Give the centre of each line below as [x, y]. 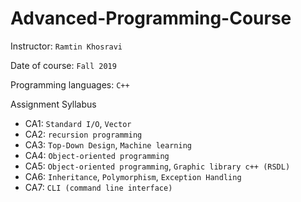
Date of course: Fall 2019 [63, 65]
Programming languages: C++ [70, 84]
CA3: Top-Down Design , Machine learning [108, 144]
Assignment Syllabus [53, 104]
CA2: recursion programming [83, 134]
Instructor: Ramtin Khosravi [66, 46]
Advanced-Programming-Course [151, 18]
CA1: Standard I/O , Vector [78, 123]
